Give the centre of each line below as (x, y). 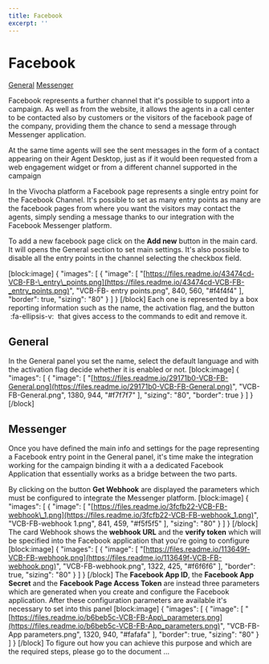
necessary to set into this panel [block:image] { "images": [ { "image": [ (126, 609)
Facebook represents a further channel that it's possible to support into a (129, 100)
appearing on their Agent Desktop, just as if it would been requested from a (133, 159)
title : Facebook (35, 16)
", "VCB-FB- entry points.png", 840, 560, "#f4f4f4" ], (157, 291)
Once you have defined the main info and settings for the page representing (134, 448)
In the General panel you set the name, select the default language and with (134, 361)
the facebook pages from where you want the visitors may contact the (124, 209)
